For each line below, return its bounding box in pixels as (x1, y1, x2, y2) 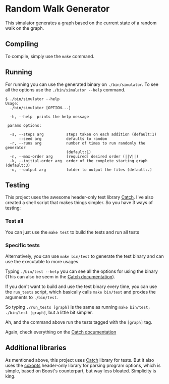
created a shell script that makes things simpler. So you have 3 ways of (5, 200, 153, 206)
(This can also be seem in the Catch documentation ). (5, 273, 116, 279)
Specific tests (5, 242, 40, 249)
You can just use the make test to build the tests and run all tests (5, 229, 140, 235)
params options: (7, 123, 42, 128)
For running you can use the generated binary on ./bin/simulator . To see (5, 81, 159, 87)
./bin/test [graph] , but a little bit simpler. (5, 309, 93, 315)
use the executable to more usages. (5, 258, 80, 264)
